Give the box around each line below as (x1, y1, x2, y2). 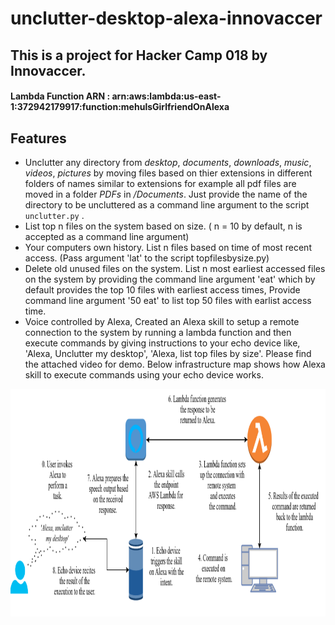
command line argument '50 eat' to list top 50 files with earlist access (24, 294, 312, 306)
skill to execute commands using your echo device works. (24, 368, 264, 381)
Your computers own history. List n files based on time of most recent (24, 241, 312, 253)
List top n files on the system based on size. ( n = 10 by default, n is (24, 220, 303, 232)
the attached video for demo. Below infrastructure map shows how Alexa (24, 358, 326, 370)
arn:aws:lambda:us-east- (111, 90, 222, 102)
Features (10, 130, 67, 147)
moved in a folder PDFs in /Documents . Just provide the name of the (24, 188, 308, 200)
